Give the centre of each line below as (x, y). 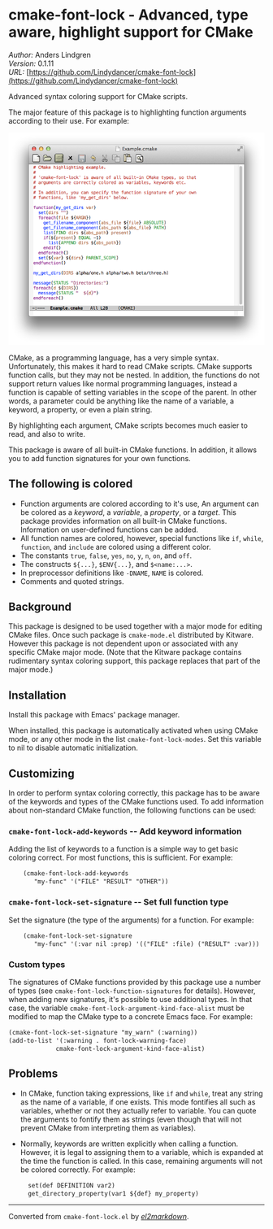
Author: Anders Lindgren (50, 54)
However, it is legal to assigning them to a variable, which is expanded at (142, 1152)
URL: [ (19, 72)
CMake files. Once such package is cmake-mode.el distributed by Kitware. (131, 635)
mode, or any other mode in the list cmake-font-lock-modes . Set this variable (135, 739)
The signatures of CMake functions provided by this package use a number (135, 982)
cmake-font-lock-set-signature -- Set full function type (119, 902)
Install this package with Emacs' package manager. (94, 715)
